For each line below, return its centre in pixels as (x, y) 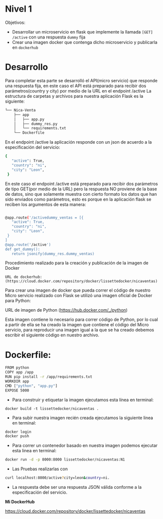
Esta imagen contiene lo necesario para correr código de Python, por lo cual (81, 319)
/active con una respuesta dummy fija (49, 37)
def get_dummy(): (23, 249)
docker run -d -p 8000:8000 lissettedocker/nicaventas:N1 (65, 460)
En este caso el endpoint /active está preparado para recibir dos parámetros (81, 184)
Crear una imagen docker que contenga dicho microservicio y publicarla (85, 42)
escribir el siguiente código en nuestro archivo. (52, 335)
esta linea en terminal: (34, 451)
